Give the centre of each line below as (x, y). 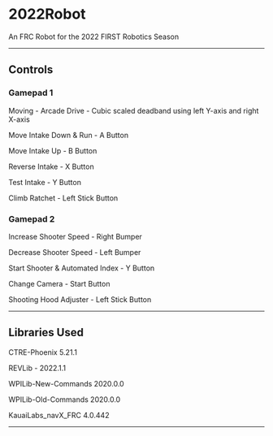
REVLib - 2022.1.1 (37, 368)
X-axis (19, 119)
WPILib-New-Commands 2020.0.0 (66, 383)
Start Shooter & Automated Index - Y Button (82, 268)
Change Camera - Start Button (59, 283)
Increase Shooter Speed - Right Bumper (75, 236)
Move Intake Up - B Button (53, 150)
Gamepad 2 (32, 218)
